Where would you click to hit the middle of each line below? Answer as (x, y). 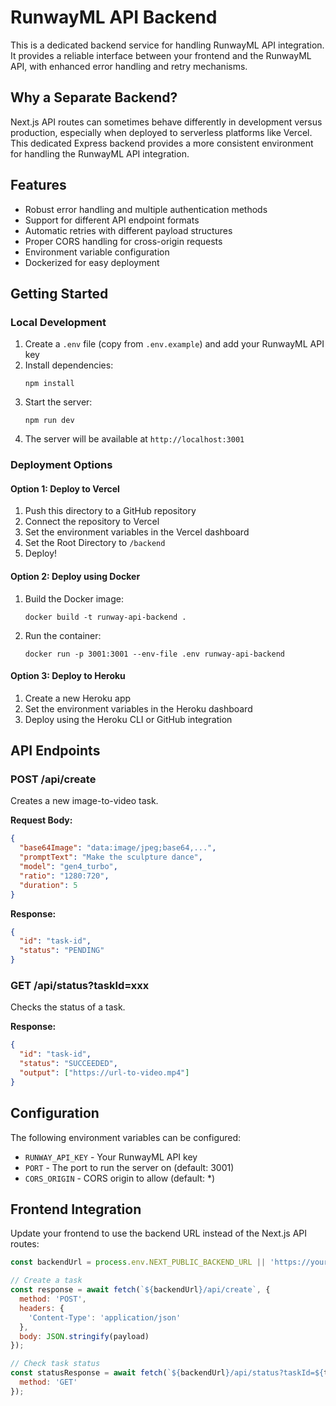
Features (38, 185)
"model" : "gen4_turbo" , (68, 867)
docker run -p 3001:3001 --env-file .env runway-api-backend (155, 654)
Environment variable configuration (97, 252)
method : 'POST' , (53, 1299)
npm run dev (49, 421)
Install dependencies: (69, 365)
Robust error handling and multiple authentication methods (146, 209)
